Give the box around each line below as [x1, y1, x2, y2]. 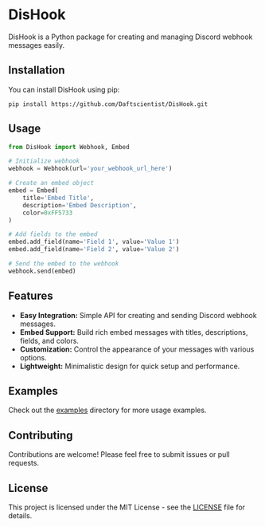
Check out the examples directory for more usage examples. [8, 405, 207, 415]
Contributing [8, 428, 73, 442]
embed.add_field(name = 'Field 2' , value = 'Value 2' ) [8, 246, 180, 254]
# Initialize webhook [8, 157, 80, 165]
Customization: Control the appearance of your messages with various [19, 344, 255, 354]
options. [19, 352, 47, 362]
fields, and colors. [19, 336, 80, 345]
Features [8, 289, 53, 303]
